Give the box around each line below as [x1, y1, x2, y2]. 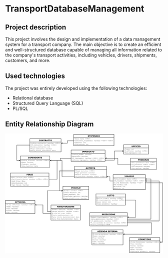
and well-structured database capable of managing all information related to [5, 47, 162, 52]
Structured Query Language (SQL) [12, 100, 83, 106]
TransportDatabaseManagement [5, 3, 144, 14]
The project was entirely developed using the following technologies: [5, 85, 147, 91]
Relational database [12, 94, 53, 100]
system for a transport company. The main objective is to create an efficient [5, 41, 161, 47]
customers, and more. [5, 57, 51, 63]
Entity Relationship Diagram [5, 120, 94, 128]
